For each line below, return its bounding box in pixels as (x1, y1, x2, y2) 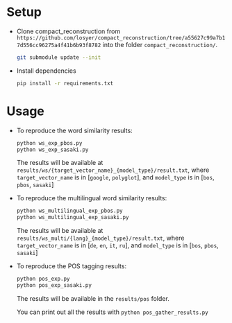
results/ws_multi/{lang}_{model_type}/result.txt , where (16, 234, 185, 243)
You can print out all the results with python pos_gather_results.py (16, 308, 209, 316)
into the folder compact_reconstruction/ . (102, 40, 218, 49)
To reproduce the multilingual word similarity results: (16, 194, 167, 202)
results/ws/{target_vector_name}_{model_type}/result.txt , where (16, 166, 210, 174)
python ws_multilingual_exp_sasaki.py (16, 214, 129, 221)
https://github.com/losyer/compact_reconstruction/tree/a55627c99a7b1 (16, 34, 226, 42)
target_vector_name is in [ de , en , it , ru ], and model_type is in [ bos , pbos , (16, 241, 219, 250)
